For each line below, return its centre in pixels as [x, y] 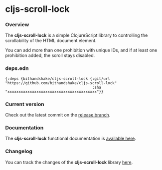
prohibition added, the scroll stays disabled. [50, 56]
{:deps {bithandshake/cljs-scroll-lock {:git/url [58, 79]
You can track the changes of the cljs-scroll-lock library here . [69, 162]
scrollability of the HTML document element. [51, 41]
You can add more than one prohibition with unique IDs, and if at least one [81, 50]
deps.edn [17, 68]
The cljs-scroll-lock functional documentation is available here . [71, 139]
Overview [17, 25]
